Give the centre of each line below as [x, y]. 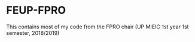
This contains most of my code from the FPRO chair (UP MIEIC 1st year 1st [97, 27]
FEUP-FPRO [36, 10]
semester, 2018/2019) [33, 33]
